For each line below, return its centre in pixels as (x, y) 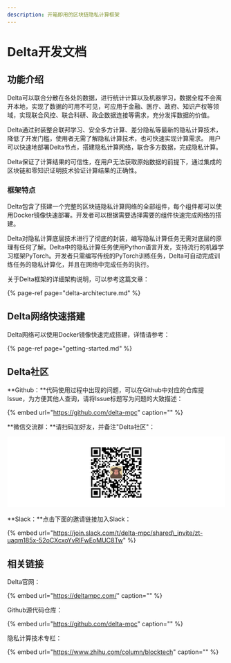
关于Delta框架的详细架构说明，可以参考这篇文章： (78, 279)
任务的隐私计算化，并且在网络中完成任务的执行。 (83, 264)
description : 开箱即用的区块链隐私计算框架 (63, 15)
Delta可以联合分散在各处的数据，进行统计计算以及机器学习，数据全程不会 (112, 98)
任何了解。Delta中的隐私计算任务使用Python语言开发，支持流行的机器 (118, 247)
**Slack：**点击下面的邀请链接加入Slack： (69, 519)
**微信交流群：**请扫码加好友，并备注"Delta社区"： (81, 427)
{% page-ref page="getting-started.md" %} (70, 348)
